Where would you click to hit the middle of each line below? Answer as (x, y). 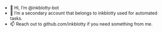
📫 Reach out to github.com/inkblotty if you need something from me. (81, 24)
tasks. (16, 18)
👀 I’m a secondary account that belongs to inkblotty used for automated (83, 13)
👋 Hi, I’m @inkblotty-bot (34, 8)
